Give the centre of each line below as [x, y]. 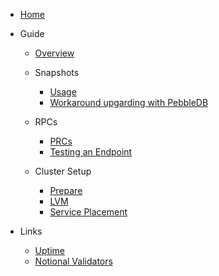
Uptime [49, 250]
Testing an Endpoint [91, 152]
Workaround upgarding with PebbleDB [129, 102]
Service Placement [88, 212]
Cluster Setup [63, 171]
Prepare [66, 190]
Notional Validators [73, 261]
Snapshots [57, 72]
